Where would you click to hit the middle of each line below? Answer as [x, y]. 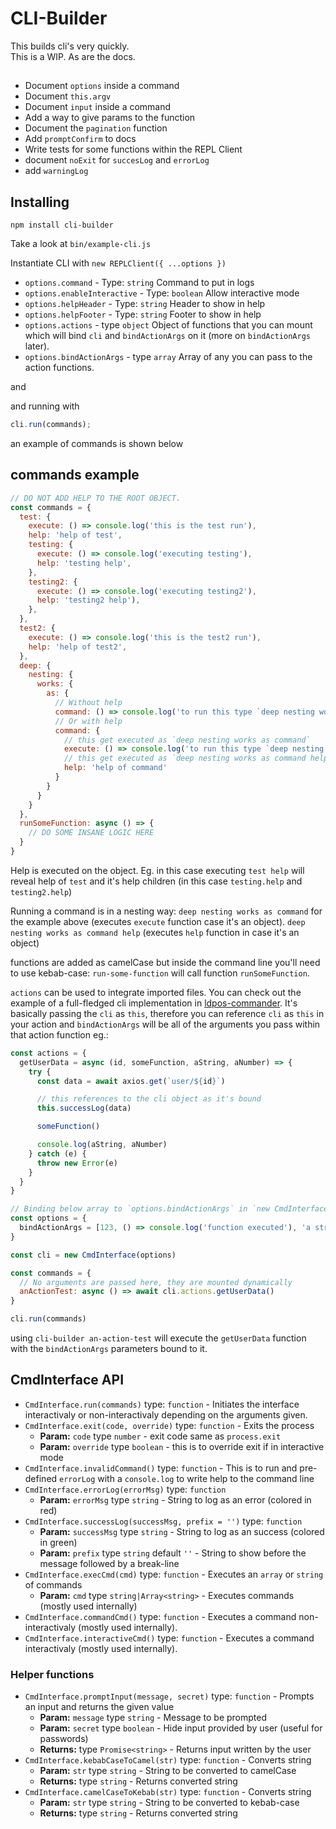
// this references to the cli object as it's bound [149, 1099]
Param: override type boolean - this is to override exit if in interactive [182, 1446]
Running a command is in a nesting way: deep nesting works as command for [166, 911]
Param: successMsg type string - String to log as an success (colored [182, 1531]
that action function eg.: [59, 1034]
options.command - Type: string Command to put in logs [139, 283]
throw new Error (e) [77, 1163]
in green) [58, 1542]
